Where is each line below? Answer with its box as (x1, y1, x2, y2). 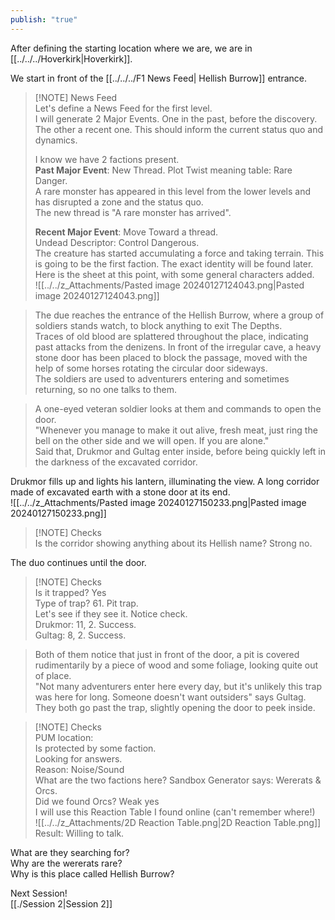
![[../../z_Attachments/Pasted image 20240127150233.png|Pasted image (10, 496, 307, 508)
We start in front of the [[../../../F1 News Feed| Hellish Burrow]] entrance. (10, 72, 308, 84)
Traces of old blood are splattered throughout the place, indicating (34, 330, 309, 342)
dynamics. (34, 134, 78, 146)
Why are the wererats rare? (10, 857, 123, 869)
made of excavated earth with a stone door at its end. (10, 486, 231, 498)
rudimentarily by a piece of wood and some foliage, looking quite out (34, 659, 319, 671)
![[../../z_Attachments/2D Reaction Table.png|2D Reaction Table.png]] (34, 816, 322, 828)
